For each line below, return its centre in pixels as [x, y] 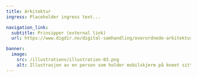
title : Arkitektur [28, 11]
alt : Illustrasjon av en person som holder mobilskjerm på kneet [98, 65]
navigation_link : [27, 27]
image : [19, 54]
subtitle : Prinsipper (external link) [59, 33]
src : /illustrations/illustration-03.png [68, 60]
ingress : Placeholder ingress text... [53, 17]
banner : [16, 49]
